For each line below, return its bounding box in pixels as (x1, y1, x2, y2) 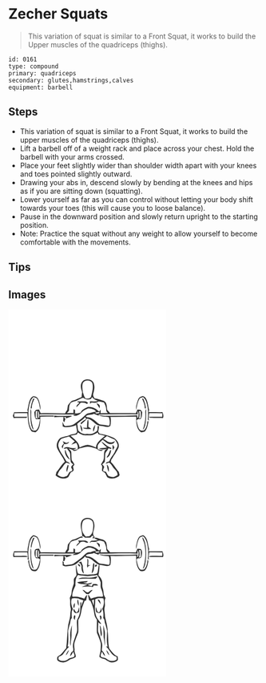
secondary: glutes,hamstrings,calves (8, 76, 134, 84)
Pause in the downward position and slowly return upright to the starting (19, 212, 258, 221)
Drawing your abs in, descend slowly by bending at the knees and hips (19, 177, 253, 187)
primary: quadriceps (8, 69, 77, 77)
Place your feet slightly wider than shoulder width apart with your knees (19, 160, 257, 170)
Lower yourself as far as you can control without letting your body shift (19, 194, 253, 204)
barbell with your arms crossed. (19, 152, 125, 161)
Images (8, 288, 46, 301)
